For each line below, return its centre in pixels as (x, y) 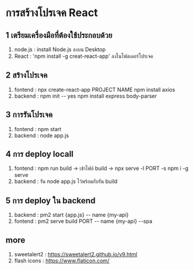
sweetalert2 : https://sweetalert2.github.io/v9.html (76, 255)
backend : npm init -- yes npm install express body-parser (85, 96)
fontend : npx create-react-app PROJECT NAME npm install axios (95, 89)
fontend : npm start (38, 129)
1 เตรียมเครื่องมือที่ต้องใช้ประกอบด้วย (59, 35)
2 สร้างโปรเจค (27, 75)
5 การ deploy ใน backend (51, 201)
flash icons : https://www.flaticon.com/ (62, 261)
